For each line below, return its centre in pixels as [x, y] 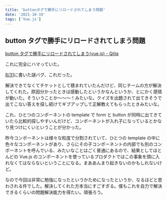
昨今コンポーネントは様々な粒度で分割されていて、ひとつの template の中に [83, 138]
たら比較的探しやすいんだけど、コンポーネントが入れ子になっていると [81, 121]
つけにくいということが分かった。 [49, 127]
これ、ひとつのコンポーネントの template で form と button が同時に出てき [82, 115]
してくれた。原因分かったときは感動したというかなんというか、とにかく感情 [83, 92]
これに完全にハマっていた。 [34, 64]
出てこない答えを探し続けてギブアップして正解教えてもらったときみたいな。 [83, 104]
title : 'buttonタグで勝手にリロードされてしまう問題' [55, 10]
